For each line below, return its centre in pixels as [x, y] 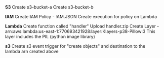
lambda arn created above [32, 51]
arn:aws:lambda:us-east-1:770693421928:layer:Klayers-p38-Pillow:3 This [80, 31]
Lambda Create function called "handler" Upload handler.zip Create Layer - [82, 26]
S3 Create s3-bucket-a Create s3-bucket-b [49, 7]
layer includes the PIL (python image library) [50, 37]
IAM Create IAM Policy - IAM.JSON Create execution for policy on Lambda [81, 16]
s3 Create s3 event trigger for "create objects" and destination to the [75, 46]
